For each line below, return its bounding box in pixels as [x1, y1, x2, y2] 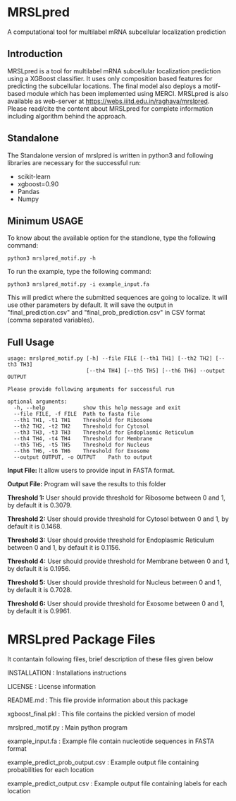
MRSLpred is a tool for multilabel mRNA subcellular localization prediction [7, 66, 221, 75]
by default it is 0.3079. [7, 501, 73, 510]
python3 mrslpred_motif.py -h [7, 255, 97, 262]
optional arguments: [7, 398, 68, 406]
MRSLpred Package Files [7, 632, 156, 648]
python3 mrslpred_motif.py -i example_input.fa [7, 281, 150, 288]
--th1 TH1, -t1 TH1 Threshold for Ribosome [13, 417, 153, 424]
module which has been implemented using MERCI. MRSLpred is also [27, 89, 229, 97]
